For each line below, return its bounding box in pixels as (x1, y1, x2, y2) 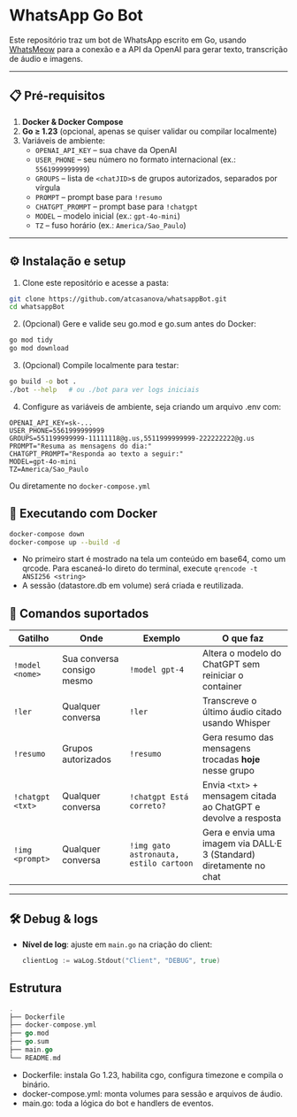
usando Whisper (202, 717, 271, 729)
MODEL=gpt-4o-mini (9, 457, 77, 466)
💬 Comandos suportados (9, 605, 149, 620)
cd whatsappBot (9, 303, 65, 312)
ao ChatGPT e (202, 801, 261, 813)
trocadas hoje (202, 753, 261, 766)
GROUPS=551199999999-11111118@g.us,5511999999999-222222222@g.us (9, 434, 255, 443)
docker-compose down (9, 529, 86, 538)
